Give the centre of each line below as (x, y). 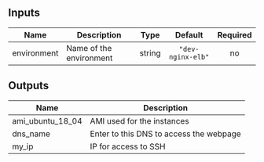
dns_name (31, 134)
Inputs (24, 13)
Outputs (29, 86)
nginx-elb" (189, 57)
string (150, 52)
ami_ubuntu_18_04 (47, 121)
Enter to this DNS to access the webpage (165, 134)
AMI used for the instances (140, 121)
